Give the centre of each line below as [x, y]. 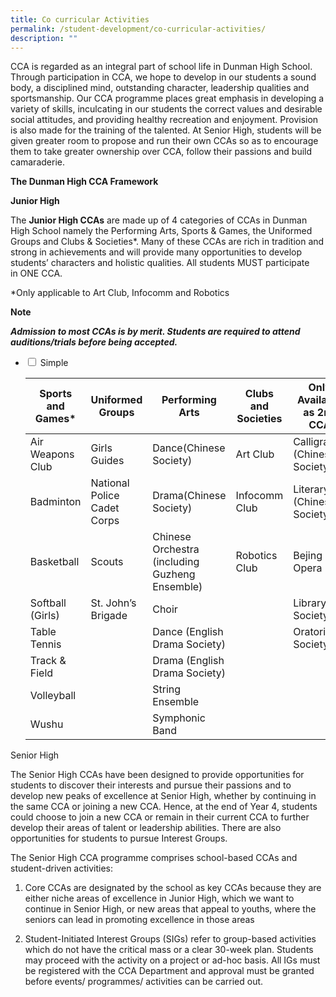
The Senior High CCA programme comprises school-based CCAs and [154, 858]
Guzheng [174, 574]
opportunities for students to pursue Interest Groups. [119, 838]
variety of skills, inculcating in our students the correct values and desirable [166, 109]
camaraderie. [37, 162]
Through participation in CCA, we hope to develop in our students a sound [163, 77]
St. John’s [113, 603]
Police [105, 496]
